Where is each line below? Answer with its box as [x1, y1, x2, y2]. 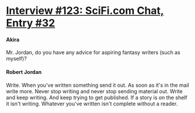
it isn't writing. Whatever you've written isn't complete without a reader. [6, 100, 178, 107]
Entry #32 [6, 16, 55, 30]
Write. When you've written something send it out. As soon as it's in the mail [6, 82, 190, 89]
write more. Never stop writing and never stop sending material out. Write [6, 87, 183, 94]
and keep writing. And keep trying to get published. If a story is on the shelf [6, 94, 188, 101]
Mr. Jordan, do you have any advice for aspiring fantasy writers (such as [6, 49, 181, 56]
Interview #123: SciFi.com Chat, [6, 4, 165, 17]
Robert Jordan [6, 68, 42, 75]
